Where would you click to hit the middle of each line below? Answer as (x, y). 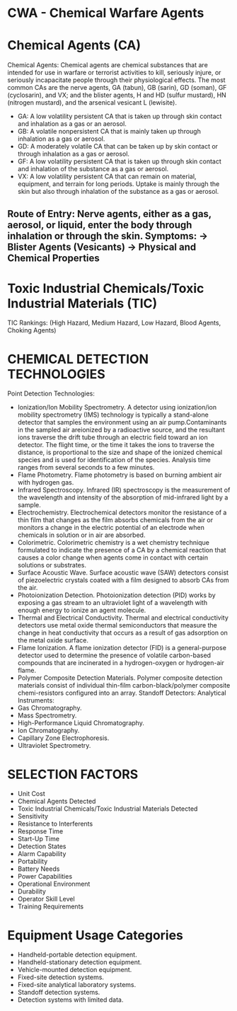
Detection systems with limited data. (70, 1000)
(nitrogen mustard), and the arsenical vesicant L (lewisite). (92, 103)
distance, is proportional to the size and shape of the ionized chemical (120, 452)
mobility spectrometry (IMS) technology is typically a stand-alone (113, 415)
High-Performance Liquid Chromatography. (81, 723)
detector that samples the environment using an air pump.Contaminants (122, 422)
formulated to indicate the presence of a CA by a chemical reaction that (122, 550)
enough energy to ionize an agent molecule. (82, 611)
